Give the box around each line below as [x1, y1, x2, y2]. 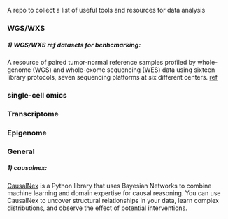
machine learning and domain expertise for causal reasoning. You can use [7, 188, 221, 197]
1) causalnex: [7, 164, 48, 172]
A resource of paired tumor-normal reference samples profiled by [7, 58, 196, 66]
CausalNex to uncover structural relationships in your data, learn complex [7, 196, 219, 204]
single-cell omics [7, 90, 68, 100]
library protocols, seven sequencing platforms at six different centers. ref [7, 73, 218, 81]
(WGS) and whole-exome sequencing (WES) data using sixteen [32, 66, 215, 74]
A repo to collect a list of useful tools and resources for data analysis [7, 6, 206, 14]
